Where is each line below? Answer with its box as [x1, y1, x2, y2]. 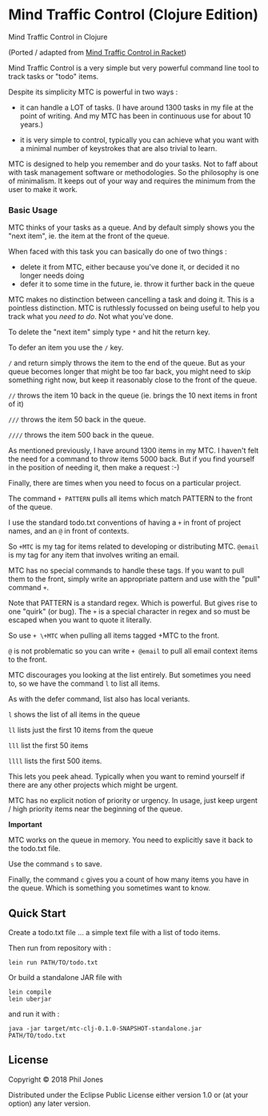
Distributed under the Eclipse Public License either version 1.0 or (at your [8, 1090, 249, 1099]
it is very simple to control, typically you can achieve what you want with [19, 134, 259, 145]
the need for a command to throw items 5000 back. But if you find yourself [8, 454, 255, 464]
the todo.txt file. [8, 844, 61, 854]
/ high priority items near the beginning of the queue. [8, 804, 183, 814]
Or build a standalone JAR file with [8, 973, 122, 982]
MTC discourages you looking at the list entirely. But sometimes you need [8, 670, 251, 680]
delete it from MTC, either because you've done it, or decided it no [19, 262, 240, 272]
